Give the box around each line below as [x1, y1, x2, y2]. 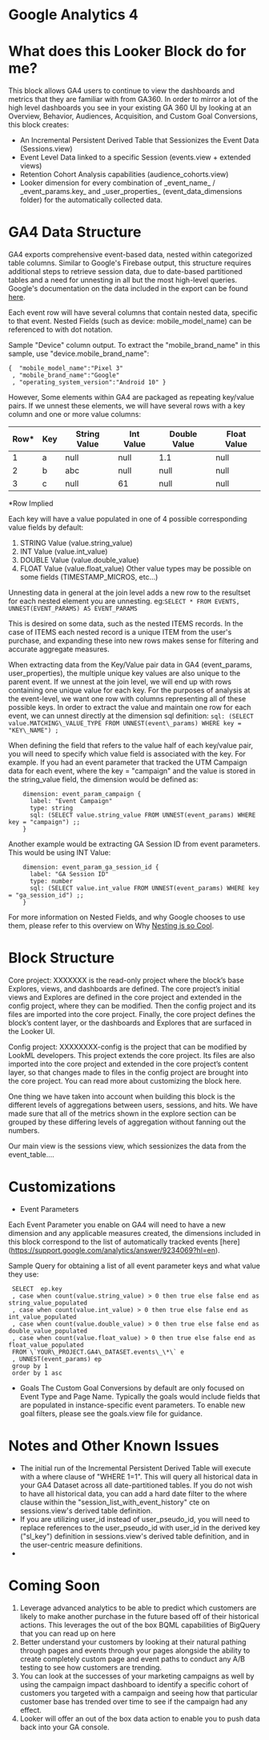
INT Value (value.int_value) [19, 547, 108, 556]
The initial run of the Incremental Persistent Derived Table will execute [19, 1463, 251, 1472]
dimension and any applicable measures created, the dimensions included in [8, 1228, 261, 1237]
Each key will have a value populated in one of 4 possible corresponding [8, 515, 247, 524]
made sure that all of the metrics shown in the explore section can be [8, 1108, 237, 1118]
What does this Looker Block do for [8, 42, 247, 61]
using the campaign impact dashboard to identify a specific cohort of [19, 1679, 249, 1689]
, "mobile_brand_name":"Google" [11, 371, 120, 380]
